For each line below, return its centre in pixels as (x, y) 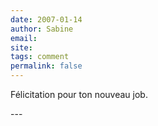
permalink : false (46, 66)
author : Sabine (42, 29)
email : (24, 38)
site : (21, 47)
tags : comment (40, 57)
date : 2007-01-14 (46, 19)
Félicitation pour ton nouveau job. (79, 94)
